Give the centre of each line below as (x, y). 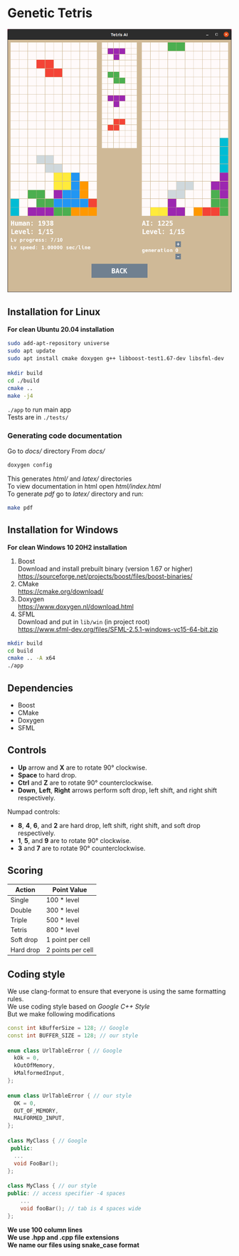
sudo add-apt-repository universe (59, 343)
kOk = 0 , (27, 1058)
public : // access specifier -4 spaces (67, 1194)
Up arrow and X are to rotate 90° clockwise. (82, 767)
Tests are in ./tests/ (38, 417)
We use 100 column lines (45, 1230)
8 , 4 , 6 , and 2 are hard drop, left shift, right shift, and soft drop (109, 825)
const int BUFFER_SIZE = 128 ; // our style (73, 1036)
